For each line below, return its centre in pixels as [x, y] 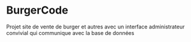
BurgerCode [37, 10]
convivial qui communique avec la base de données [70, 33]
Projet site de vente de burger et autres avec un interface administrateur [95, 27]
